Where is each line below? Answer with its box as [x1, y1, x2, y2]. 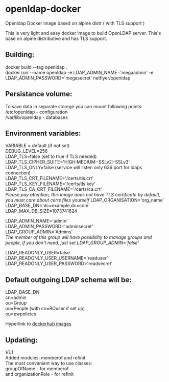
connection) [5, 170, 31, 176]
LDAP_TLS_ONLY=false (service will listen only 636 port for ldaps [5, 165, 142, 171]
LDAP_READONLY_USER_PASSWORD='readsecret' [5, 260, 113, 267]
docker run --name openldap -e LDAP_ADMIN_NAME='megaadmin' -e [5, 69, 154, 75]
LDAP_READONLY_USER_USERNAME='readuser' [5, 255, 108, 262]
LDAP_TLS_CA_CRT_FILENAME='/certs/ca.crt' [5, 186, 102, 192]
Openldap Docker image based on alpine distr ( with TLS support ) [5, 20, 145, 26]
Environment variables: [5, 129, 81, 137]
